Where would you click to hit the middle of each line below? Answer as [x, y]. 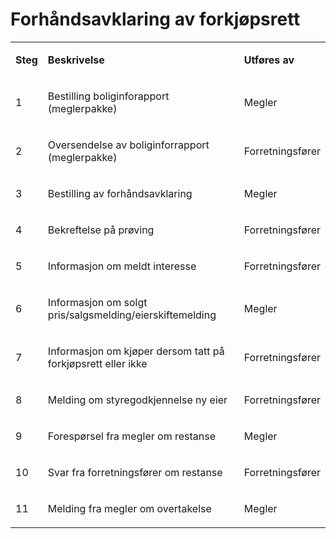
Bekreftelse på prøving [101, 230]
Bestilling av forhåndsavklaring [120, 193]
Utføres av [269, 60]
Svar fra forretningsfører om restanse [135, 472]
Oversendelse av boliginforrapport [128, 145]
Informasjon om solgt [97, 302]
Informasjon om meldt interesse [122, 266]
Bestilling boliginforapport [108, 96]
